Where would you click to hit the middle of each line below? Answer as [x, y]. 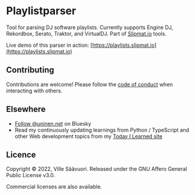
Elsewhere [26, 109]
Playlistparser [41, 11]
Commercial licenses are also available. [54, 187]
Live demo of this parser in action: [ [49, 45]
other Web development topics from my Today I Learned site [88, 136]
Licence [21, 154]
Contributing [30, 70]
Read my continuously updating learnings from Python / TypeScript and [102, 130]
